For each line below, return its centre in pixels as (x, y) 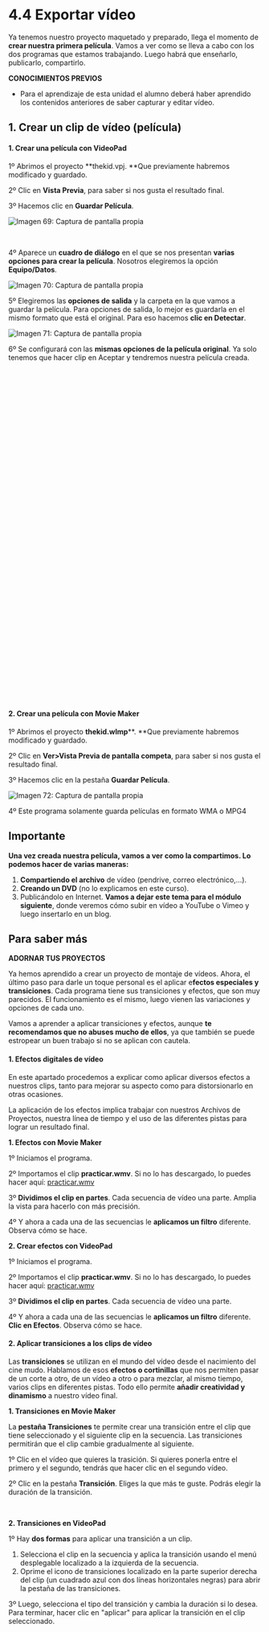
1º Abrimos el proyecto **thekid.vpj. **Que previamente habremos (119, 166)
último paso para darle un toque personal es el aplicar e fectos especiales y (134, 983)
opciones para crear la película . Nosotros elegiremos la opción (113, 261)
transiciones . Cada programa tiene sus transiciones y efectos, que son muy (134, 991)
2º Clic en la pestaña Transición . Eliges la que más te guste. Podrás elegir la (134, 1483)
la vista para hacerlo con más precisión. (74, 1206)
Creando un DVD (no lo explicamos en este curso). (104, 888)
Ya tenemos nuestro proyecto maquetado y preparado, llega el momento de (134, 37)
